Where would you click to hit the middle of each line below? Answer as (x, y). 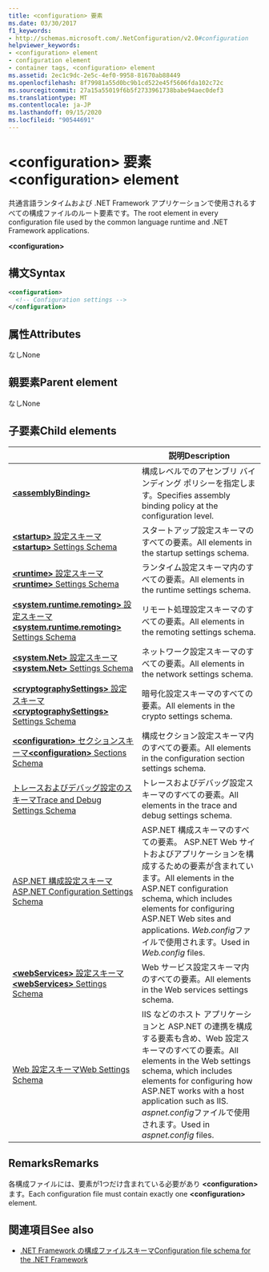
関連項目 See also (51, 1230)
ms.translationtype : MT (48, 98)
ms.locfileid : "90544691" (51, 120)
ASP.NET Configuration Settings (73, 891)
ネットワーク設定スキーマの (194, 652)
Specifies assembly (193, 495)
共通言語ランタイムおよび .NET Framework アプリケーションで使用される (129, 203)
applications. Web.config (188, 930)
